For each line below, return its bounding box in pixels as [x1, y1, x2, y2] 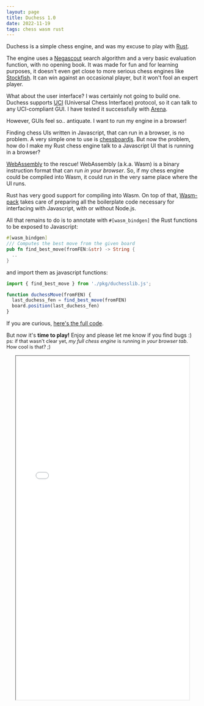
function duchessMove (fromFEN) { [6, 292, 92, 298]
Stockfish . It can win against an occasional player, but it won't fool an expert [6, 74, 199, 81]
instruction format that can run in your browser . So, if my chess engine [6, 167, 184, 174]
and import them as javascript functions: [6, 268, 108, 276]
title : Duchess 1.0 [6, 15, 56, 21]
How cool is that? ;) [6, 344, 51, 350]
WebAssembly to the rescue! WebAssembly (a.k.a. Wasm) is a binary [6, 160, 180, 168]
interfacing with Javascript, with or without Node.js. [6, 205, 136, 212]
